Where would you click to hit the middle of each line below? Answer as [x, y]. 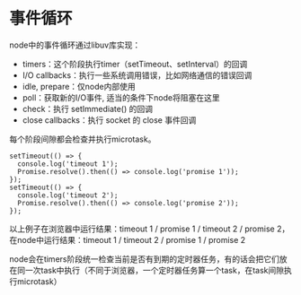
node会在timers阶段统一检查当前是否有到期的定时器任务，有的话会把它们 [145, 259]
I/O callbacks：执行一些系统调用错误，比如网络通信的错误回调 [137, 75]
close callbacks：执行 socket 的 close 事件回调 [109, 120]
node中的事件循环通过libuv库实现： [75, 45]
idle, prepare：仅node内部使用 [79, 86]
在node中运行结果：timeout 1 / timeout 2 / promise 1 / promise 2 [128, 239]
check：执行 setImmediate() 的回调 [88, 108]
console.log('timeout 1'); [68, 164]
